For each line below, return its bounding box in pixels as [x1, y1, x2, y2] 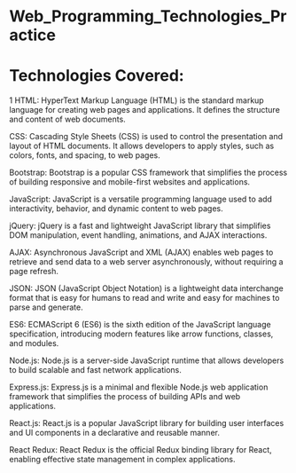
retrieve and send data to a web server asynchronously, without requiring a [9, 256, 284, 267]
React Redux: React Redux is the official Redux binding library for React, [9, 445, 272, 455]
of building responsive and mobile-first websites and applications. [9, 177, 251, 187]
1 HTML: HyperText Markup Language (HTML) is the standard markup [9, 95, 264, 106]
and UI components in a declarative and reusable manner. [9, 428, 220, 438]
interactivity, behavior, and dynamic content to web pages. [9, 203, 223, 214]
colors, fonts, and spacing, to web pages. [9, 150, 161, 161]
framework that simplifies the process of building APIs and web [9, 391, 241, 402]
